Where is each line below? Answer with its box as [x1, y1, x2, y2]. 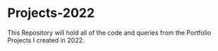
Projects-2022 [7, 5, 95, 21]
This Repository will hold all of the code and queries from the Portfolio [7, 28, 212, 37]
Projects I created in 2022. [7, 35, 85, 44]
